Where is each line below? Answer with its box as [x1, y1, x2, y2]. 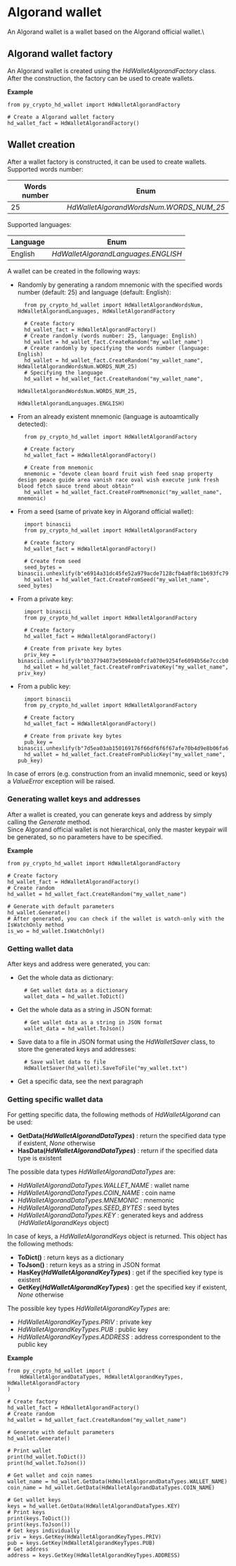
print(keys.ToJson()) [7, 1521, 71, 1529]
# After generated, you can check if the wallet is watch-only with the [7, 915, 225, 922]
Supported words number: [7, 164, 84, 173]
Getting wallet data [7, 943, 74, 953]
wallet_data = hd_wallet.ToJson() [24, 1025, 125, 1033]
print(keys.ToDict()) [7, 1515, 71, 1522]
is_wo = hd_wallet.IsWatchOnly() [7, 927, 105, 935]
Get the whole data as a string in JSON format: [17, 1006, 153, 1014]
